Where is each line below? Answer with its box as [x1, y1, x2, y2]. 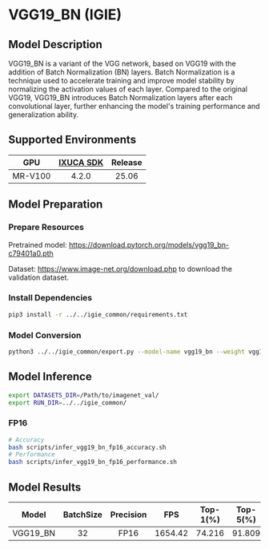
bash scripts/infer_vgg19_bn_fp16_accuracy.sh [8, 443, 167, 451]
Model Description [8, 38, 102, 51]
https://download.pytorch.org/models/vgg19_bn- [68, 240, 230, 249]
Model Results [8, 480, 82, 494]
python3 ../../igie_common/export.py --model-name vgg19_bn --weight [8, 347, 246, 356]
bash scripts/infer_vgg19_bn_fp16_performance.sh [8, 458, 178, 466]
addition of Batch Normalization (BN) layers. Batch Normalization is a [8, 67, 235, 77]
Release [110, 156, 143, 168]
